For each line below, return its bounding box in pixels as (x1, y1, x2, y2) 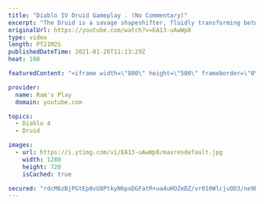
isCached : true (22, 170, 72, 178)
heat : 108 (8, 56, 41, 64)
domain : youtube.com (15, 98, 82, 106)
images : (8, 141, 34, 149)
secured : (8, 184, 37, 192)
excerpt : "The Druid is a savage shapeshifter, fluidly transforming (8, 19, 241, 27)
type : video (8, 33, 47, 42)
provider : (8, 83, 41, 91)
